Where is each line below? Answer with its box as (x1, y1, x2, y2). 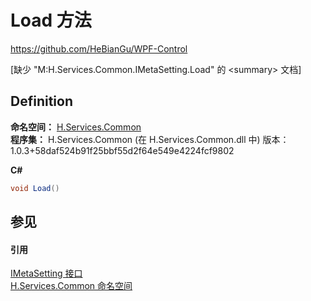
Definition (10, 93, 73, 110)
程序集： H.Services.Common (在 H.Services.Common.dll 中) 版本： (10, 133, 290, 145)
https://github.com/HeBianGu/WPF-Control (10, 42, 188, 55)
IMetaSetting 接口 (10, 267, 83, 280)
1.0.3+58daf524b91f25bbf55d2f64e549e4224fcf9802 (10, 144, 235, 156)
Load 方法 (10, 9, 92, 32)
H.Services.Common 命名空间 (10, 280, 133, 292)
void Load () (10, 183, 60, 193)
